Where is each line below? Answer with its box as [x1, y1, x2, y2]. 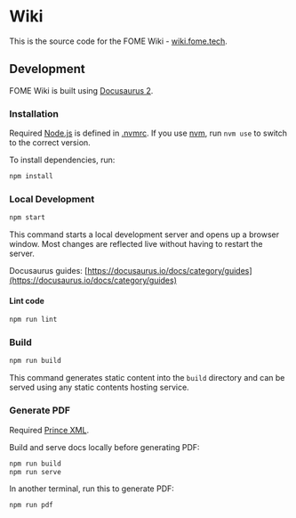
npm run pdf [9, 501, 53, 510]
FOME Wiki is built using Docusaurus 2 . [9, 85, 154, 95]
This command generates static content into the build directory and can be [9, 373, 285, 383]
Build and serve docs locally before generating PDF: [9, 441, 200, 452]
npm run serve [9, 467, 62, 476]
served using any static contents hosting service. [9, 382, 189, 393]
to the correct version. [9, 137, 91, 148]
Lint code [9, 295, 44, 306]
